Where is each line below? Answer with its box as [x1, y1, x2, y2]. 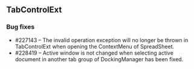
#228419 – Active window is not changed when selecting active [15, 49, 174, 56]
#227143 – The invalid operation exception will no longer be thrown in [15, 36, 189, 44]
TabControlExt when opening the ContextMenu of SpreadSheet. [15, 43, 175, 50]
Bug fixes [6, 23, 35, 31]
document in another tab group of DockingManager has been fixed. [15, 55, 184, 62]
